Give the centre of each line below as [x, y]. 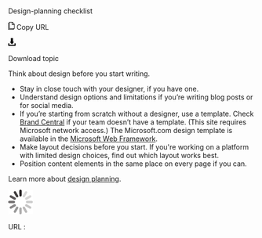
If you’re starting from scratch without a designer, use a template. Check [136, 114]
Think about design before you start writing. [79, 74]
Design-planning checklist [50, 11]
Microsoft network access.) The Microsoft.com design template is [126, 131]
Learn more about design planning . [65, 179]
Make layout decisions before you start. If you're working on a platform [134, 147]
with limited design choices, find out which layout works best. [119, 156]
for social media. [46, 106]
